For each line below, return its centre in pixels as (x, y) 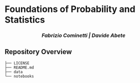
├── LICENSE (17, 63)
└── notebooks (19, 76)
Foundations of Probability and (70, 9)
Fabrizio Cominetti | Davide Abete (83, 35)
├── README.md (19, 67)
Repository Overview (38, 52)
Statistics (25, 20)
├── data (14, 72)
